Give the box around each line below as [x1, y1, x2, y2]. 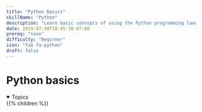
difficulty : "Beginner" [6, 37, 66, 43]
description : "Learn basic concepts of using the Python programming [6, 20, 185, 26]
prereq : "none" [6, 31, 44, 37]
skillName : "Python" [6, 14, 58, 20]
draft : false [6, 48, 39, 54]
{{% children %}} [6, 99, 49, 107]
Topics [11, 93, 29, 101]
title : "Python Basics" [6, 8, 66, 15]
